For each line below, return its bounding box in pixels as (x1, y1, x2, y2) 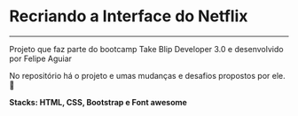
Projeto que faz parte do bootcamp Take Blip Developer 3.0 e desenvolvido (9, 43, 284, 54)
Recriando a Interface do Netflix (9, 6, 248, 27)
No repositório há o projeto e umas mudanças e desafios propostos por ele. (9, 70, 286, 81)
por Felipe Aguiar (9, 53, 73, 64)
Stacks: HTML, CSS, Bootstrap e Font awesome (9, 97, 188, 107)
